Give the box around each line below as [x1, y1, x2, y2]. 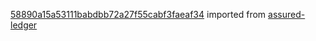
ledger [10, 19, 38, 31]
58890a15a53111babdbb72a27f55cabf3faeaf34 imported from [10, 9, 267, 20]
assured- [268, 9, 306, 20]
